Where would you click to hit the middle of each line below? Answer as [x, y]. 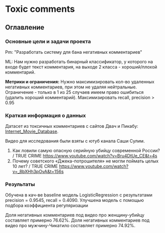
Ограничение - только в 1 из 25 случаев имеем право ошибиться [74, 92]
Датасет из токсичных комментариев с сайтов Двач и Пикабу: [72, 126]
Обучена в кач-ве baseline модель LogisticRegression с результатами [79, 195]
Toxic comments [40, 9]
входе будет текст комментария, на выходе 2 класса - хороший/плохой [81, 67]
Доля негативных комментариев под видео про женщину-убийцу [75, 215]
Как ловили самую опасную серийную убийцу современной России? [86, 151]
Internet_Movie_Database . [32, 131]
